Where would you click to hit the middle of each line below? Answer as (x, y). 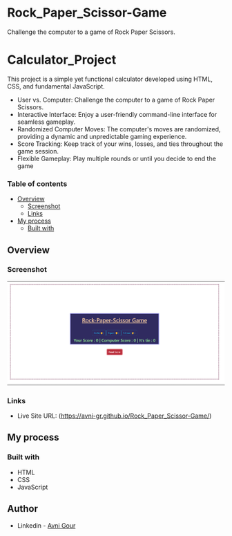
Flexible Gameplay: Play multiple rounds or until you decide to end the (116, 158)
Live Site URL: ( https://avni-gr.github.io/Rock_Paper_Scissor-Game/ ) (114, 416)
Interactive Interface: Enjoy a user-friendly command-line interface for (117, 114)
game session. (38, 151)
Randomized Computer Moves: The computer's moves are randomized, (119, 129)
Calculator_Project (62, 60)
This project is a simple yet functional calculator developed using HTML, (110, 79)
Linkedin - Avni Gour (46, 525)
